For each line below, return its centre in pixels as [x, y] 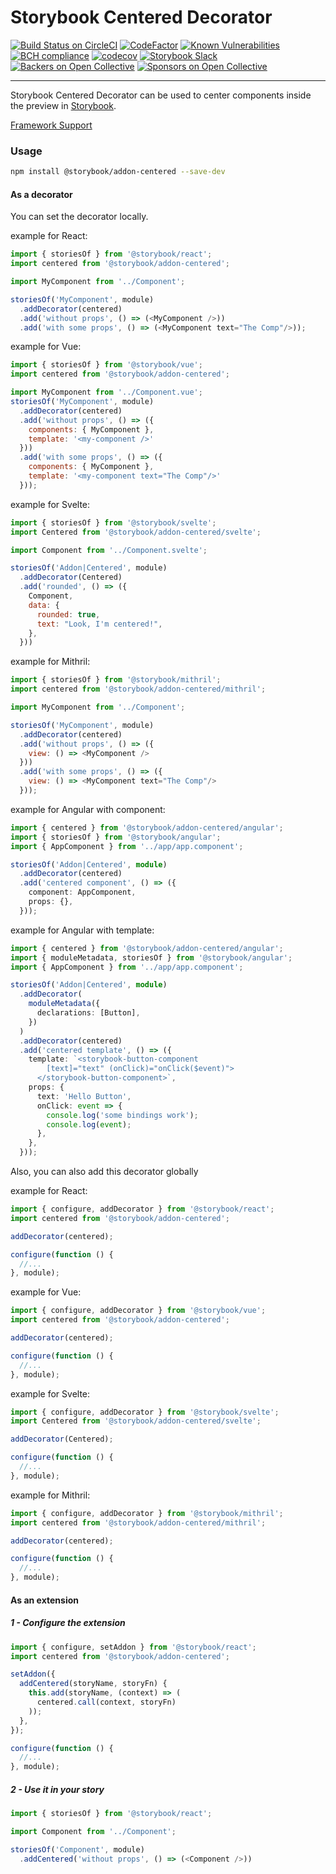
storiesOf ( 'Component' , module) [77, 1849]
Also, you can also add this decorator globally [104, 1172]
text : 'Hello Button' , [84, 1096]
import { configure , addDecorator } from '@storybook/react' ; [142, 1209]
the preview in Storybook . [63, 105]
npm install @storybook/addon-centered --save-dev [118, 172]
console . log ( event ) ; [89, 1124]
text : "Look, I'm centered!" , [99, 624]
